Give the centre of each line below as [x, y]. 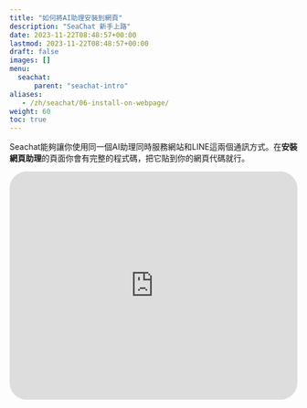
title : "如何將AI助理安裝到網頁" [66, 18]
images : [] [30, 60]
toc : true [28, 120]
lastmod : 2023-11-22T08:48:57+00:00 [79, 43]
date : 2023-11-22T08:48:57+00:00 [73, 35]
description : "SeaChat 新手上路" [70, 26]
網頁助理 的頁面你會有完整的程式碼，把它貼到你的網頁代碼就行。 [129, 158]
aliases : [26, 94]
